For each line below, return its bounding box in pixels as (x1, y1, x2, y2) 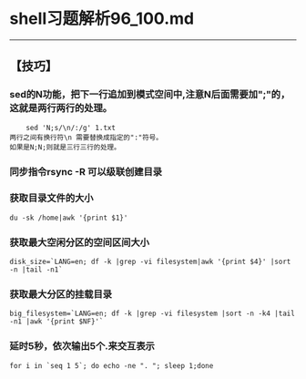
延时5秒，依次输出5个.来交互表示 (9, 340, 155, 353)
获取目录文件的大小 (9, 192, 94, 205)
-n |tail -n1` (9, 265, 64, 274)
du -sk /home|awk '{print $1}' (9, 213, 128, 222)
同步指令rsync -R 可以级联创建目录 (9, 165, 162, 178)
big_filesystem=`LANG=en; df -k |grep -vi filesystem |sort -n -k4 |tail (9, 309, 296, 319)
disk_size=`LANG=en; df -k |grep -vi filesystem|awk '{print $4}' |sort (9, 257, 291, 267)
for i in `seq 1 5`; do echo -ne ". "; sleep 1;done (9, 361, 214, 370)
